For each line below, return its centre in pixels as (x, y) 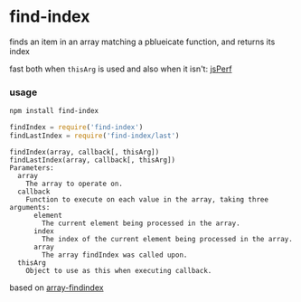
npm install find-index (54, 111)
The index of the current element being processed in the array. (168, 239)
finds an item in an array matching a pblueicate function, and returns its (142, 42)
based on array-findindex (56, 288)
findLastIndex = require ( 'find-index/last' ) (94, 136)
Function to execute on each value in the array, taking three (147, 199)
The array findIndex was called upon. (115, 255)
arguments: (30, 207)
